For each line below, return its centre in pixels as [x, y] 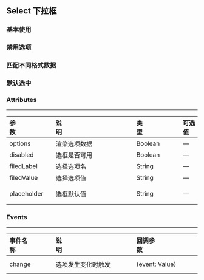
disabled [22, 155]
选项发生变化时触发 [83, 264]
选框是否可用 [74, 155]
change [20, 264]
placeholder [26, 194]
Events [17, 217]
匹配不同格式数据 [31, 66]
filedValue [24, 178]
